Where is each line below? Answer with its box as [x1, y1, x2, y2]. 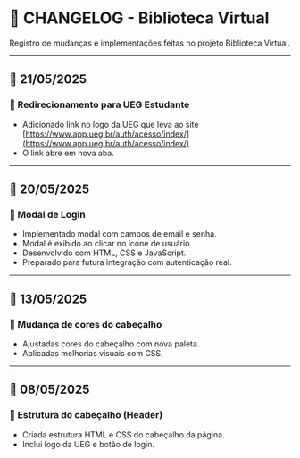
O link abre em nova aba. [21, 147, 114, 158]
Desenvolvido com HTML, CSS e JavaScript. [21, 247, 187, 258]
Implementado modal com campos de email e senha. [21, 229, 217, 239]
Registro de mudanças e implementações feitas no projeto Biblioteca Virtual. [9, 37, 291, 48]
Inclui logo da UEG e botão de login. [21, 438, 154, 449]
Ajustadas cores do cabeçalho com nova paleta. [21, 338, 200, 349]
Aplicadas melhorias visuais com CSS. [21, 348, 163, 358]
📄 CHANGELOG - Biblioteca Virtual [9, 8, 270, 29]
